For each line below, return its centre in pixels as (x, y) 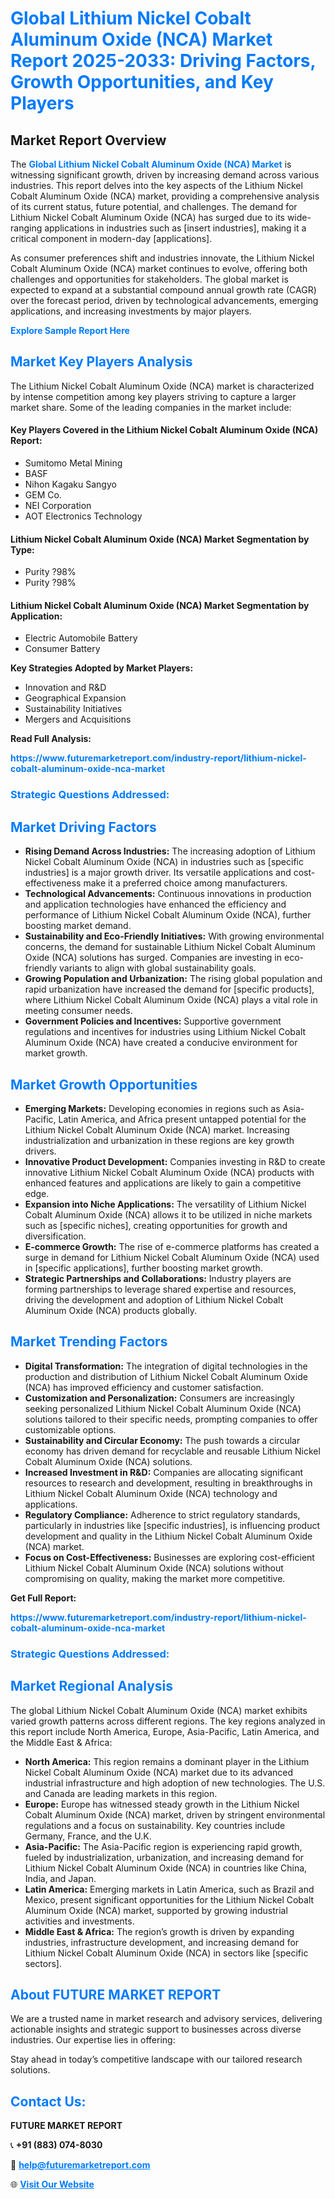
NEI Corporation (58, 506)
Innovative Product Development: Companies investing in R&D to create (175, 1161)
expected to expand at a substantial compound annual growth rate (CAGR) (163, 290)
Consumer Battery (62, 649)
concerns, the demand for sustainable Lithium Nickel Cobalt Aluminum (170, 947)
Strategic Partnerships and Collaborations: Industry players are (158, 1278)
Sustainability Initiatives (73, 709)
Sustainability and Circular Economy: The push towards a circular (162, 1440)
